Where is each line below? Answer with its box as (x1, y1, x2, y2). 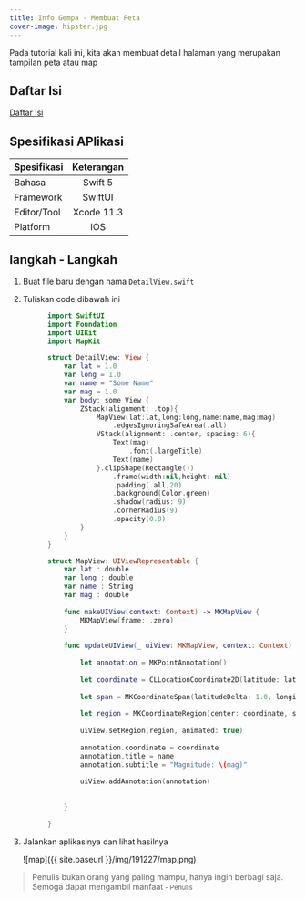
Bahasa (14, 176, 46, 189)
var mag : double (63, 591, 129, 600)
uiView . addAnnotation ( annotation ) (80, 777, 211, 786)
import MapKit (46, 337, 101, 346)
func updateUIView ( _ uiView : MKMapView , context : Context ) (63, 641, 293, 651)
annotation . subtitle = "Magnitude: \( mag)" (80, 760, 248, 770)
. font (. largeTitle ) (128, 446, 203, 456)
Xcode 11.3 (72, 206, 124, 219)
